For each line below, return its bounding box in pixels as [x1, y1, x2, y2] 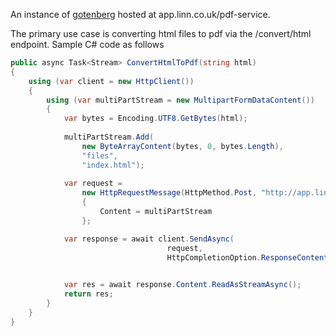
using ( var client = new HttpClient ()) [28, 76, 195, 86]
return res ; [63, 289, 114, 299]
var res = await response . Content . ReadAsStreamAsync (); [63, 280, 302, 290]
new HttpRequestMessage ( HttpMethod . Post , [81, 188, 257, 198]
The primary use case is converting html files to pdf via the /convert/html [10, 28, 312, 39]
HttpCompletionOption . [166, 252, 262, 263]
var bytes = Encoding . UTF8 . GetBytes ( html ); [63, 114, 248, 124]
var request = [63, 179, 123, 189]
